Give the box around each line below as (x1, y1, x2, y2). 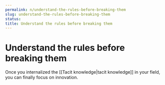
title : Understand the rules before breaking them (5, 21, 113, 26)
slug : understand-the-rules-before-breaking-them (5, 12, 111, 17)
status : (5, 16, 21, 21)
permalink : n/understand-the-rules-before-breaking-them (5, 7, 126, 12)
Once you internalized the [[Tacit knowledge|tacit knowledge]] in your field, (5, 69, 161, 75)
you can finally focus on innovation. (5, 75, 78, 81)
